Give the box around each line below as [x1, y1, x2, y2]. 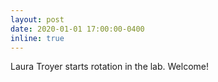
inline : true [10, 33, 65, 43]
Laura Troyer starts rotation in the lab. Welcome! [10, 61, 210, 73]
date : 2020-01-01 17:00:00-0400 [10, 24, 145, 34]
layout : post [10, 14, 65, 25]
